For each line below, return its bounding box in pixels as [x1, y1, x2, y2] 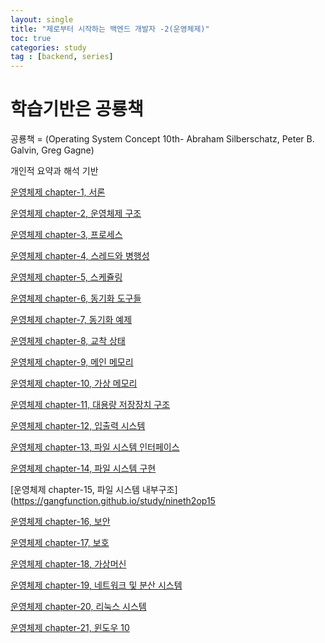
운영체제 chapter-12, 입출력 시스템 [10, 420, 146, 432]
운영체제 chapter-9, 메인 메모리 [10, 356, 134, 368]
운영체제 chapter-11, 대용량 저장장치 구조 [10, 399, 171, 411]
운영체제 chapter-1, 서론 [10, 186, 106, 198]
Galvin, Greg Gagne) [10, 144, 95, 156]
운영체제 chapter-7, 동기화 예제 [10, 314, 133, 326]
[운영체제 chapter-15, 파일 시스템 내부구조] [10, 484, 178, 496]
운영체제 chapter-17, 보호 [10, 537, 110, 549]
